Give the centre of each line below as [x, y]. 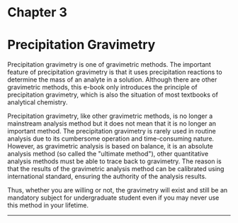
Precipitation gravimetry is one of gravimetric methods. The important [109, 65]
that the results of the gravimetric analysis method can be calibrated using [116, 169]
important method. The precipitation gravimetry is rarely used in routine [112, 131]
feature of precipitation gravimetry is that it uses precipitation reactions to [115, 72]
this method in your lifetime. [48, 205]
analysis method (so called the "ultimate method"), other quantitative [108, 154]
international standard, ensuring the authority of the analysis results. [107, 176]
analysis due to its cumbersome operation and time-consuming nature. [111, 138]
